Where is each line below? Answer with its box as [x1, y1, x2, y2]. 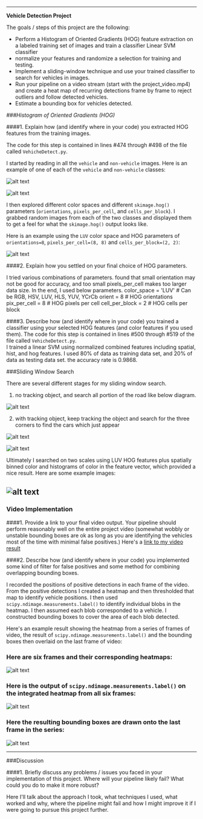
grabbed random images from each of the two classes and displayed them [6, 214, 192, 221]
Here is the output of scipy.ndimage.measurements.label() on [6, 682, 186, 690]
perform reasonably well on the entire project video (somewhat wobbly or [6, 525, 190, 533]
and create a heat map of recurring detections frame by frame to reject [14, 87, 192, 94]
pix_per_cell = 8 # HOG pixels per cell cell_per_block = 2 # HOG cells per [6, 300, 188, 306]
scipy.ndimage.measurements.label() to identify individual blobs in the [6, 600, 181, 607]
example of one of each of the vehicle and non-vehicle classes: [6, 166, 166, 173]
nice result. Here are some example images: [6, 470, 116, 476]
